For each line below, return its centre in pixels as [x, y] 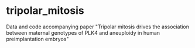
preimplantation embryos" [37, 39]
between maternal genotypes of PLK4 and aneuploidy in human [83, 32]
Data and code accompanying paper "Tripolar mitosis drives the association [97, 27]
